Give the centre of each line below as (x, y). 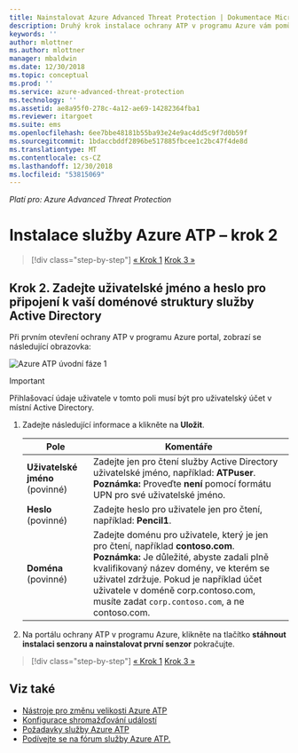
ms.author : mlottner (47, 51)
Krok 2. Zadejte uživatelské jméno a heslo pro (137, 288)
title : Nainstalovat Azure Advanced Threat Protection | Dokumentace (141, 17)
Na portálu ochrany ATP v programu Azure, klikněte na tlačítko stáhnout (154, 634)
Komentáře (188, 447)
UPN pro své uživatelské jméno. (159, 495)
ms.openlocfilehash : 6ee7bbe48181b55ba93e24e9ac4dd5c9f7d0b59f (129, 133)
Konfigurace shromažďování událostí (89, 719)
